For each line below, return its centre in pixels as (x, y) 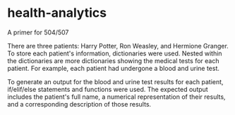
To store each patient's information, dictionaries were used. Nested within (115, 53)
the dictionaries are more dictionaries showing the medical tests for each (113, 60)
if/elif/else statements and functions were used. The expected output (108, 89)
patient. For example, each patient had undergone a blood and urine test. (114, 68)
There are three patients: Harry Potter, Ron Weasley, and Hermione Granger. (118, 46)
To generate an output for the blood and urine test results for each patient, (115, 81)
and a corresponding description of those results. (79, 104)
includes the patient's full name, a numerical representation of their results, (116, 97)
